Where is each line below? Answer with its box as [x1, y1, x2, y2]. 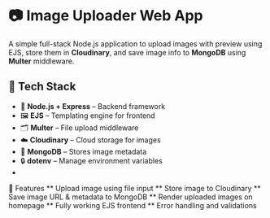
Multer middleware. [8, 56, 75, 66]
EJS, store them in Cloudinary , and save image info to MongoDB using [8, 47, 246, 57]
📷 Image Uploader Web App [8, 7, 203, 25]
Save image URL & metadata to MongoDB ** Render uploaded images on [8, 192, 254, 202]
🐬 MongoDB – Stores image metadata [20, 146, 147, 156]
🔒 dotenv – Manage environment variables [20, 155, 163, 165]
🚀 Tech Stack [8, 80, 76, 94]
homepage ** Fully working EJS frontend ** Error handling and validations [8, 200, 258, 210]
